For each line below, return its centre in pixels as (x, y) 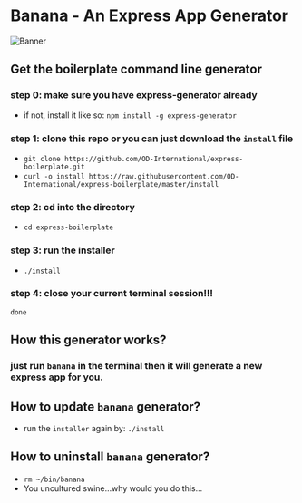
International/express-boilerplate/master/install (121, 184)
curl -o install (54, 176)
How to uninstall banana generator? (110, 457)
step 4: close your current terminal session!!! (112, 294)
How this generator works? (88, 340)
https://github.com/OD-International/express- (154, 159)
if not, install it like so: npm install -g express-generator (130, 115)
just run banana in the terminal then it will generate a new (136, 366)
